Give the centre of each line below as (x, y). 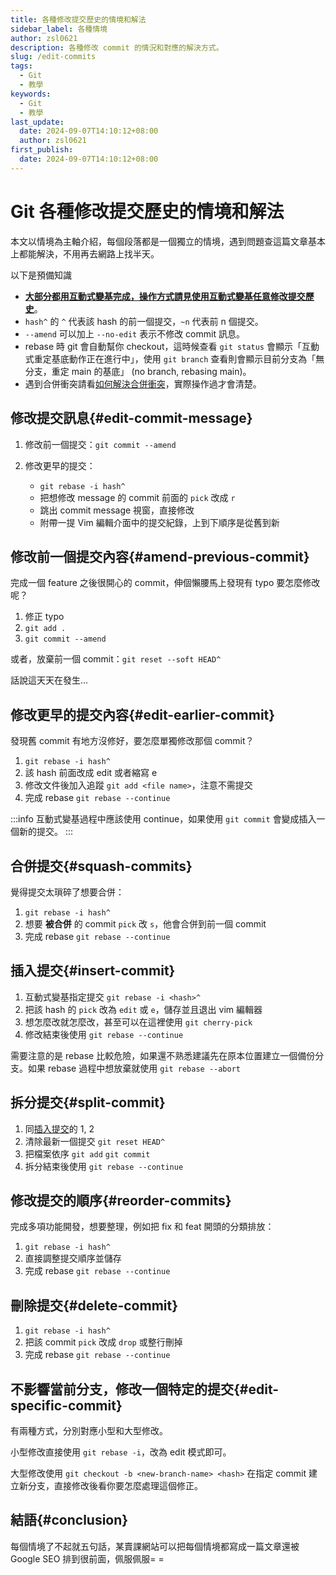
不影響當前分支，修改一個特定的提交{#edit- (145, 1389)
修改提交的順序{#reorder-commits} (121, 1200)
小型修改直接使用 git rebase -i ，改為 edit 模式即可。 (121, 1452)
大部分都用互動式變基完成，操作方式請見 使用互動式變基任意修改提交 (165, 296)
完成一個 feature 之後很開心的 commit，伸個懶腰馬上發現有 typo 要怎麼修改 (165, 583)
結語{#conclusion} (69, 1520)
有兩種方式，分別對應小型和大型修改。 (89, 1430)
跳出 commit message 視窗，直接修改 (117, 510)
